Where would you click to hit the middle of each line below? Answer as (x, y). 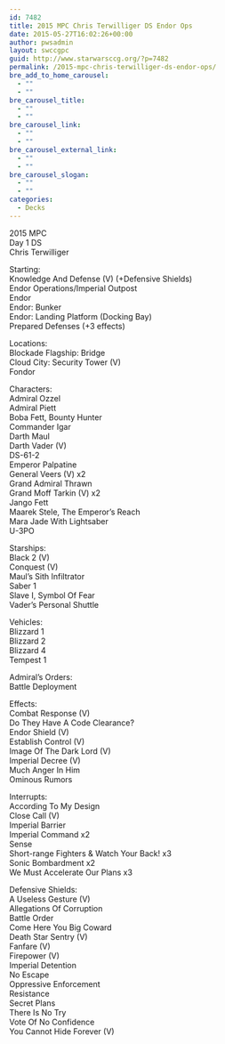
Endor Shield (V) (39, 732)
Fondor (22, 371)
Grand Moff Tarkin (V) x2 (55, 493)
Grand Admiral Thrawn (51, 483)
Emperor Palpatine (43, 465)
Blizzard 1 (27, 631)
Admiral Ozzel (35, 398)
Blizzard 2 (28, 641)
